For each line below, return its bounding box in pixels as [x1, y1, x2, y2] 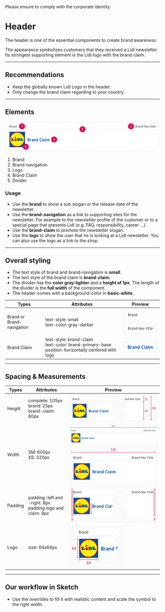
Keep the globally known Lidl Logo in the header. [12, 83, 111, 89]
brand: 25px [28, 403, 53, 409]
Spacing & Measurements [5, 372, 86, 381]
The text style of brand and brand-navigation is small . [12, 269, 122, 276]
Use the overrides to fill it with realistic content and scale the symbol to [12, 596, 156, 602]
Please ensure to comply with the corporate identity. [5, 4, 111, 9]
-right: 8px [28, 500, 51, 506]
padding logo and [28, 505, 64, 511]
